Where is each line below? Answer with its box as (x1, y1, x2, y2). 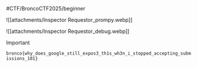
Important (6, 39, 30, 46)
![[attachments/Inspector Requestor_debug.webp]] (6, 28, 130, 35)
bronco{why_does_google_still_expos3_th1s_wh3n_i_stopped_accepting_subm (6, 51, 192, 56)
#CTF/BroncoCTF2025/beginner (6, 5, 86, 12)
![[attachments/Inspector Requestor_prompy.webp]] (6, 16, 133, 23)
